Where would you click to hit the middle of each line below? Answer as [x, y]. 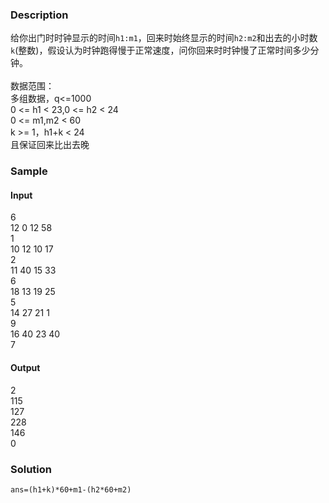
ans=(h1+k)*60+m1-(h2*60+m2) [71, 489]
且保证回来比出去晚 [50, 145]
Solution [31, 469]
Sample [29, 171]
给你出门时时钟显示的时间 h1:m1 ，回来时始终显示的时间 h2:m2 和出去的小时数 [164, 38]
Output [25, 368]
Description [39, 15]
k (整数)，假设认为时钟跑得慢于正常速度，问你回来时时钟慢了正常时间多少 [160, 50]
